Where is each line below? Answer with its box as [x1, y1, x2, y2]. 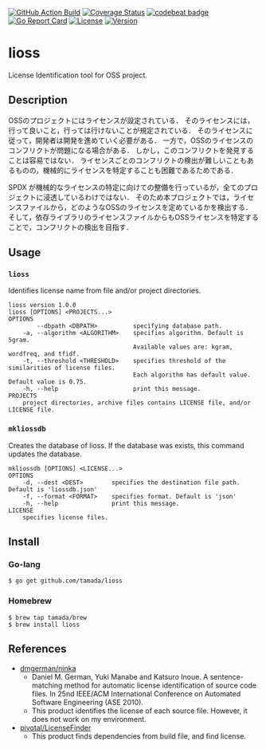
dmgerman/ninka [19, 663, 76, 673]
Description [8, 93, 68, 107]
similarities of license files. [8, 364, 115, 373]
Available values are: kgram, [132, 343, 233, 351]
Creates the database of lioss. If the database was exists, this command [8, 440, 244, 450]
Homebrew [8, 595, 52, 606]
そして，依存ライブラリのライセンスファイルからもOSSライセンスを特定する [8, 212, 259, 222]
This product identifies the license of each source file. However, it [31, 706, 248, 715]
